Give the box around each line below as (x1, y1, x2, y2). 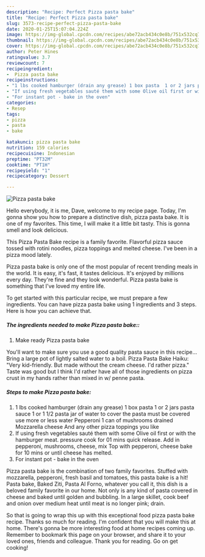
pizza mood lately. (6, 251, 52, 259)
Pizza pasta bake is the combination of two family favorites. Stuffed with (6, 467, 188, 475)
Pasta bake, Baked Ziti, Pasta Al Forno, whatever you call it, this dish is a (6, 480, 188, 488)
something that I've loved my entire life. (6, 282, 106, 290)
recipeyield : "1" (6, 167, 51, 174)
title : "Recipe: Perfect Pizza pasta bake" (6, 15, 119, 21)
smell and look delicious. (6, 226, 68, 234)
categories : (6, 99, 37, 106)
